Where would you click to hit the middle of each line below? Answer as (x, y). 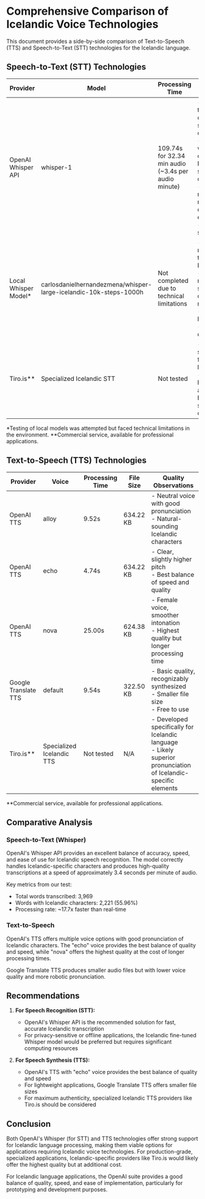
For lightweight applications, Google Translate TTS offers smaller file (110, 1085)
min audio (172, 163)
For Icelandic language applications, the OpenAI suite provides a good (95, 1176)
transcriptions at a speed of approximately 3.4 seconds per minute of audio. (102, 873)
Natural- (169, 519)
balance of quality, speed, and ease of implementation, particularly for (95, 1183)
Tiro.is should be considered (60, 1105)
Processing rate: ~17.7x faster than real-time (70, 909)
